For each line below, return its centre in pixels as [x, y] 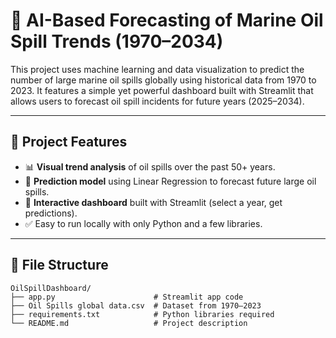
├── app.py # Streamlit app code [127, 297]
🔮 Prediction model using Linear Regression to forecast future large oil [170, 181]
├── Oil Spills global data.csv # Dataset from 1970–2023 [136, 305]
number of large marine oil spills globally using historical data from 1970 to [163, 80]
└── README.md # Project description [129, 323]
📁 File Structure [59, 265]
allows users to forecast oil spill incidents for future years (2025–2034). [157, 101]
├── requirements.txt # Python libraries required [142, 314]
